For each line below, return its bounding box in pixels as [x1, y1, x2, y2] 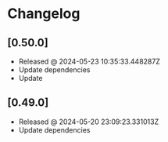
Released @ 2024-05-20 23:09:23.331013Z [18, 117, 159, 126]
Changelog [7, 5, 80, 23]
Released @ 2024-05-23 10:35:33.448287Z [18, 56, 161, 66]
